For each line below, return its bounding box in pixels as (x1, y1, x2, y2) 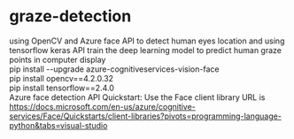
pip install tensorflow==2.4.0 (9, 82, 115, 93)
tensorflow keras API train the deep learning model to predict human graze (9, 44, 282, 55)
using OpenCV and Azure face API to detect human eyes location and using (9, 35, 285, 46)
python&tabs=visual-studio (9, 120, 108, 130)
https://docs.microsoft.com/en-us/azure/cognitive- (9, 101, 197, 112)
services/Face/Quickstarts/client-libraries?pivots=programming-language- (9, 111, 282, 121)
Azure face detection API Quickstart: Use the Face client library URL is (9, 91, 266, 103)
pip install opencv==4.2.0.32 (9, 73, 113, 83)
